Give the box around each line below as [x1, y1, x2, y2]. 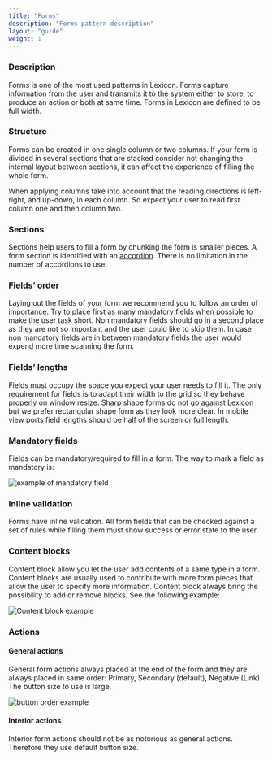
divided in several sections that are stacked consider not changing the [8, 153, 244, 163]
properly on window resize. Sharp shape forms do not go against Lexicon [8, 397, 254, 407]
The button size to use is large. [8, 681, 112, 691]
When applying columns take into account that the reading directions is [8, 186, 247, 196]
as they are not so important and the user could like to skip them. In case [8, 324, 253, 334]
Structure [8, 126, 47, 137]
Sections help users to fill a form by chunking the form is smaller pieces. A [8, 242, 257, 252]
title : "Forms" [8, 11, 60, 20]
